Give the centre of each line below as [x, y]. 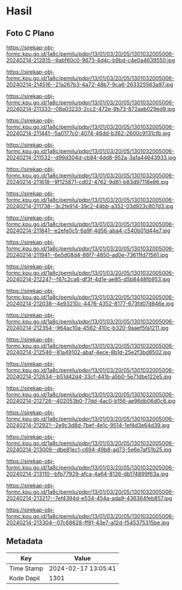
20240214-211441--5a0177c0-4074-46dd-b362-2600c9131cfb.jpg [88, 133]
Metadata [25, 541]
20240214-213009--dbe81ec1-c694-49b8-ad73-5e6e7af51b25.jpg [89, 450]
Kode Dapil [25, 578]
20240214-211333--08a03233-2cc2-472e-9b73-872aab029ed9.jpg [91, 109]
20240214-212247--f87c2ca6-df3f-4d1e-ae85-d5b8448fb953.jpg [88, 279]
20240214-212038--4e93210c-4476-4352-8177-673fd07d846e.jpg [90, 303]
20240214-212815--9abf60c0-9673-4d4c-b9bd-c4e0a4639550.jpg [91, 60]
